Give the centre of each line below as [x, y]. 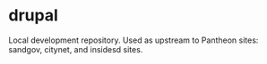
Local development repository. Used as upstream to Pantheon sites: [133, 40]
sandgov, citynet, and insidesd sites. [76, 49]
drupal [34, 16]
